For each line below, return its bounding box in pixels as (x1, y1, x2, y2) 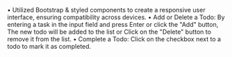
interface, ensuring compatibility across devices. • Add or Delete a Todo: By (7, 13, 225, 21)
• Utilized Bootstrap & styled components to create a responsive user (7, 6, 206, 14)
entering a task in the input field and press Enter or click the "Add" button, (7, 21, 219, 28)
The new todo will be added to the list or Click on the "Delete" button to (7, 27, 212, 36)
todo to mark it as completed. (7, 43, 92, 50)
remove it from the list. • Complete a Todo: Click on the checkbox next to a (7, 35, 221, 43)
